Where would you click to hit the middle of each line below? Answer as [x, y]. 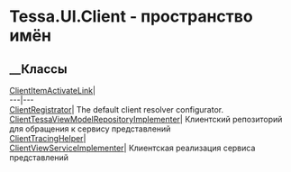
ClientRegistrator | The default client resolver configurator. [117, 109]
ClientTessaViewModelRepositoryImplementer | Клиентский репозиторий [146, 119]
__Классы [38, 69]
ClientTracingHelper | [48, 138]
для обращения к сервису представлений [90, 129]
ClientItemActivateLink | [53, 91]
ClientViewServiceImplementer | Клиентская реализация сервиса [132, 148]
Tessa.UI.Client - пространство [132, 17]
